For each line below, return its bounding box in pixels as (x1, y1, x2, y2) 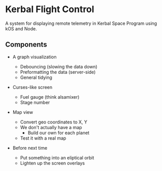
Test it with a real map (20, 135, 67, 141)
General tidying (20, 74, 52, 80)
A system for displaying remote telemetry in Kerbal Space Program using (5, 20, 157, 26)
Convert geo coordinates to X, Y (20, 119, 88, 125)
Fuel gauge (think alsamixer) (20, 94, 79, 100)
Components (5, 40, 47, 49)
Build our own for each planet (27, 130, 90, 136)
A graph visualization (12, 54, 57, 60)
